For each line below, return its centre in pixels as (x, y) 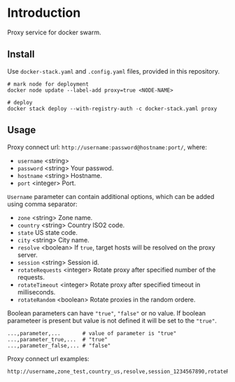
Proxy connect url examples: (48, 358)
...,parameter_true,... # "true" (58, 339)
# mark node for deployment (48, 84)
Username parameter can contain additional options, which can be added (111, 196)
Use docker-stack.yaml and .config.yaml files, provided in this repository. (114, 71)
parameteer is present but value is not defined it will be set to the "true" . (112, 320)
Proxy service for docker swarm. (54, 32)
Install (21, 54)
